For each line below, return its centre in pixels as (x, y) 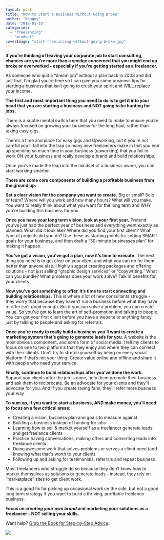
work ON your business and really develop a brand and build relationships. (81, 156)
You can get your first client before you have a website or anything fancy (79, 317)
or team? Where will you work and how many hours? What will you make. (79, 200)
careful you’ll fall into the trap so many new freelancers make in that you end (82, 146)
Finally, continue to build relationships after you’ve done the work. (74, 372)
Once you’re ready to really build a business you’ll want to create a (74, 332)
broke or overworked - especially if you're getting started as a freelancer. (82, 66)
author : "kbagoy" (23, 19)
